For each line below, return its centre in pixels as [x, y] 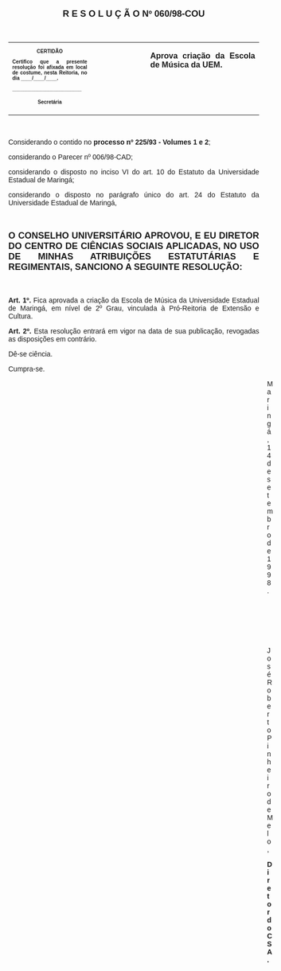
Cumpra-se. [27, 369]
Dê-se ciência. [31, 354]
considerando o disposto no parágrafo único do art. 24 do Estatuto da [134, 195]
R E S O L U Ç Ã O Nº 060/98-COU [134, 14]
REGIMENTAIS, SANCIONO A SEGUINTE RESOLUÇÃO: [125, 267]
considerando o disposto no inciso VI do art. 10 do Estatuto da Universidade [134, 172]
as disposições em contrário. [53, 339]
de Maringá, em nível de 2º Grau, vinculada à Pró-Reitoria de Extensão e [134, 308]
